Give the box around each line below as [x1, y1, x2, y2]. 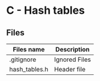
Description [55, 46, 90, 53]
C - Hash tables [6, 4, 86, 17]
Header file [54, 65, 86, 73]
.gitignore [9, 55, 37, 64]
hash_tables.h [9, 65, 49, 73]
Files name [13, 46, 45, 53]
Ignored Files [54, 55, 92, 64]
